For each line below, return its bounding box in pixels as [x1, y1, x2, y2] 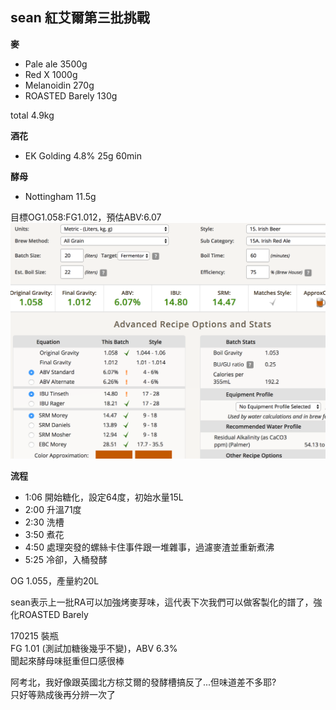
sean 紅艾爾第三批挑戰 [10, 9, 150, 27]
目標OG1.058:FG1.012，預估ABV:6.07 [10, 211, 162, 223]
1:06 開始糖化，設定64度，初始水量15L [24, 491, 184, 503]
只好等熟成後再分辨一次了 [10, 689, 116, 701]
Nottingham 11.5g [24, 190, 97, 202]
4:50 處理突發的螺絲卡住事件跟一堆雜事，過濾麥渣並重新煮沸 [24, 541, 275, 553]
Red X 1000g [24, 68, 78, 80]
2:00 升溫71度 [24, 504, 82, 516]
